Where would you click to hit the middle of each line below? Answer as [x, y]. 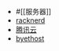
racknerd [30, 20]
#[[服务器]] [33, 11]
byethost [30, 38]
